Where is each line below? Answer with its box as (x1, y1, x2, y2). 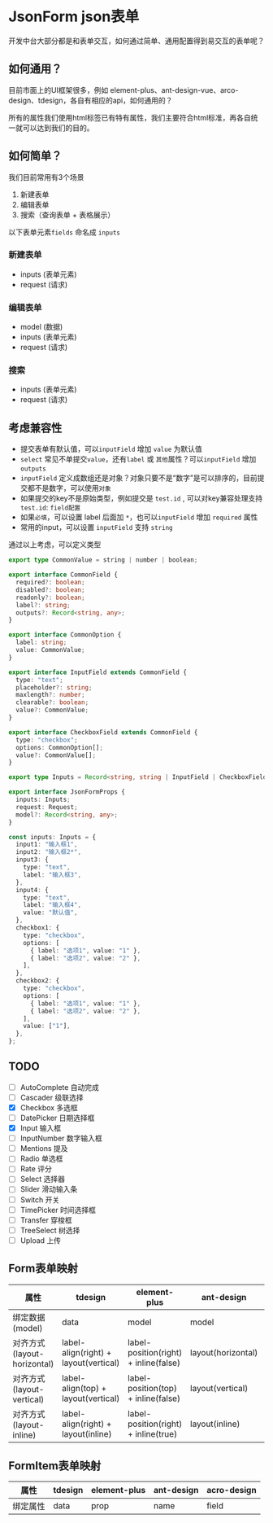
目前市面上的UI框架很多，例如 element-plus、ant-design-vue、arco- (8, 85, 239, 94)
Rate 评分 (19, 1164, 53, 1174)
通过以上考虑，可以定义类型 (8, 540, 102, 549)
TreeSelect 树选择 (19, 1225, 80, 1235)
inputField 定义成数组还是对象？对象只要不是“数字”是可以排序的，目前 (19, 473, 258, 483)
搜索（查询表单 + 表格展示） (19, 209, 115, 220)
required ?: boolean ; (15, 579, 85, 587)
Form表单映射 (8, 1262, 79, 1276)
